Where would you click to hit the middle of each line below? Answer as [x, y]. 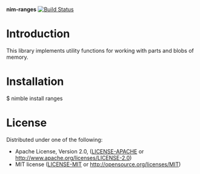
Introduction [38, 34]
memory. [17, 57]
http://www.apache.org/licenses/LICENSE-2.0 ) [73, 158]
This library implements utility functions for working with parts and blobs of [100, 50]
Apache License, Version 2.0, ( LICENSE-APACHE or [79, 151]
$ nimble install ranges [35, 98]
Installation [35, 82]
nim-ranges [22, 9]
